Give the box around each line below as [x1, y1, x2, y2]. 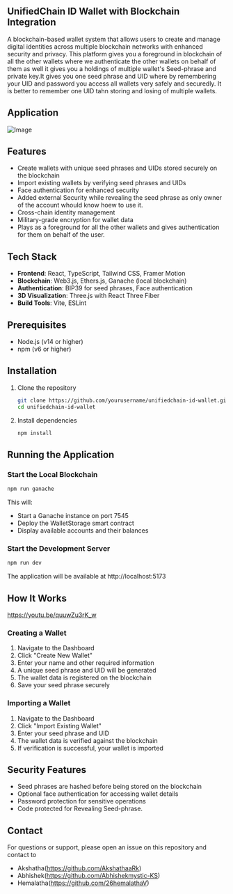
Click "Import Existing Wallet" [17, 721, 102, 730]
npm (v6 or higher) [17, 345, 72, 354]
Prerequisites [7, 319, 67, 331]
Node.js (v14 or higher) [17, 338, 83, 346]
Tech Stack [7, 251, 57, 262]
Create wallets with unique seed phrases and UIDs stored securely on [17, 164, 218, 173]
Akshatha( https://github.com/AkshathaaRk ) [17, 864, 142, 872]
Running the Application [7, 448, 115, 460]
